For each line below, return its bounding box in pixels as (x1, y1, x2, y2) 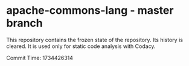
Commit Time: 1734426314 (6, 54, 74, 61)
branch (6, 16, 43, 30)
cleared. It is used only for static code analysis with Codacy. (6, 43, 156, 50)
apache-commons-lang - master (6, 4, 174, 17)
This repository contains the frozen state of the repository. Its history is (6, 36, 183, 43)
